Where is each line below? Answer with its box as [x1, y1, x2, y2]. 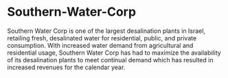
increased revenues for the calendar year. [7, 63, 126, 71]
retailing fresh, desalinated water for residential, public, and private [7, 34, 197, 42]
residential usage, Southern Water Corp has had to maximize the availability [7, 49, 221, 57]
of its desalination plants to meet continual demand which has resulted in [7, 55, 214, 64]
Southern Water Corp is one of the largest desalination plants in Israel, [7, 27, 206, 35]
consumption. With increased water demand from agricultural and [7, 41, 194, 49]
